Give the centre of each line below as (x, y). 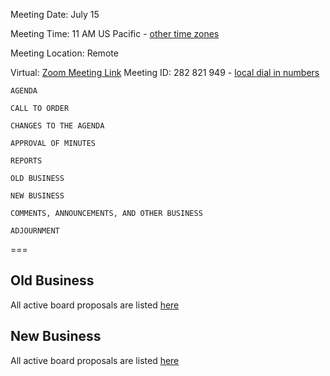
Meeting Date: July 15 (55, 14)
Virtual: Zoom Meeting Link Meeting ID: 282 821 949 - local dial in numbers (165, 72)
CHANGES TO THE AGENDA (57, 126)
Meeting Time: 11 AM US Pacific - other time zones (115, 33)
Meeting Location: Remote (64, 53)
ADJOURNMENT (35, 231)
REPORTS (26, 161)
